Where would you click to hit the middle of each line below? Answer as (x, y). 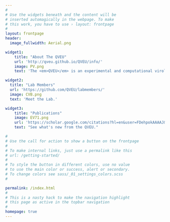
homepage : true (21, 212)
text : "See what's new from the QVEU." (56, 128)
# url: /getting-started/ (32, 155)
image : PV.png (29, 67)
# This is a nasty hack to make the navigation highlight (68, 198)
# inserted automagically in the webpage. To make (60, 19)
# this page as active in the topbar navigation (57, 202)
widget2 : (14, 80)
